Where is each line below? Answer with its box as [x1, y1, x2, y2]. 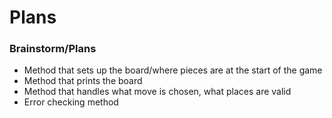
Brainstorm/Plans [9, 42, 97, 56]
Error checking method [23, 96, 119, 108]
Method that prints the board [23, 75, 143, 87]
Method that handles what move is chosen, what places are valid [23, 86, 292, 98]
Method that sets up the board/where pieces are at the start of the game [23, 64, 323, 76]
